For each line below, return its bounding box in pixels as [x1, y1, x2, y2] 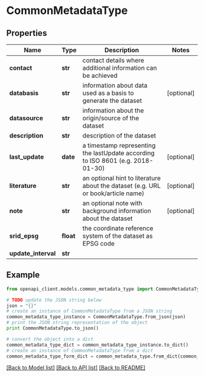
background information [82, 207, 152, 215]
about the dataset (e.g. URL [82, 182, 161, 190]
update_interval [9, 249, 56, 257]
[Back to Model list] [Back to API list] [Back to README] [6, 364, 146, 372]
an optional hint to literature [82, 174, 161, 182]
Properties [6, 28, 47, 38]
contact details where [82, 56, 144, 64]
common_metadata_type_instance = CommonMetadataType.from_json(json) [6, 314, 186, 320]
